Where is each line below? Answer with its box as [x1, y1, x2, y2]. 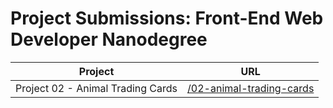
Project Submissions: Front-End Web [10, 7, 324, 30]
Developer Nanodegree [10, 28, 208, 51]
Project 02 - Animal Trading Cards [15, 81, 178, 95]
